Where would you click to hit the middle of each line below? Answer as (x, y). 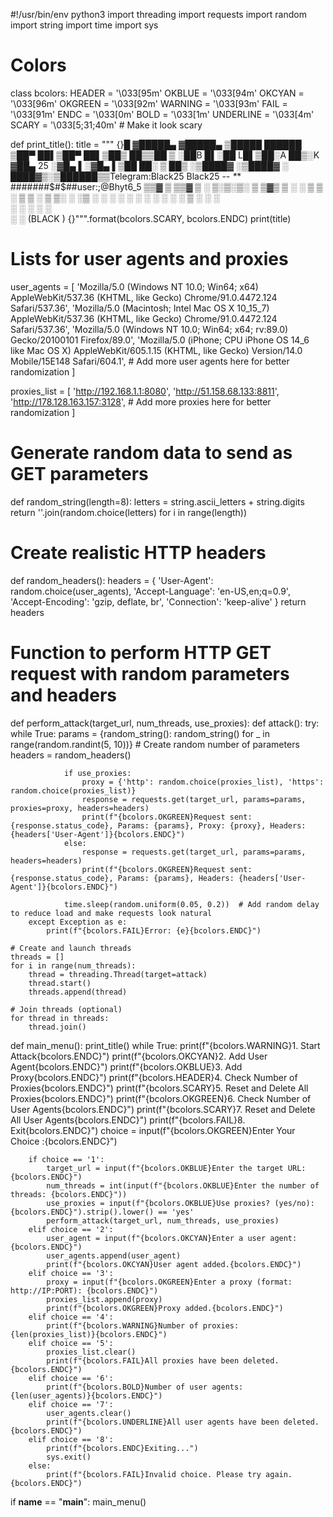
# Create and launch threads (71, 948)
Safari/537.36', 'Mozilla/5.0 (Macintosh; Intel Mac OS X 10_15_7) (140, 308)
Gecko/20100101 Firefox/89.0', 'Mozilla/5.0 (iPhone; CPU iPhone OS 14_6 (160, 340)
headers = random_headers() (71, 755)
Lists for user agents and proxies (149, 259)
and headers (64, 695)
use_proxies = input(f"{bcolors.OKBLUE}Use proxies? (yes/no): (180, 1203)
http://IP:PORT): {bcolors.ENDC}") (84, 1290)
